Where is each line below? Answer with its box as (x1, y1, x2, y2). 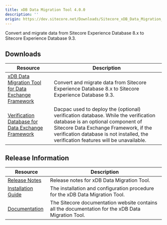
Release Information (5, 153, 70, 162)
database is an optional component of (54, 118, 143, 125)
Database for (7, 118, 38, 125)
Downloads (5, 50, 41, 58)
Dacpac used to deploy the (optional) (54, 106, 141, 113)
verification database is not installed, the (54, 131, 149, 138)
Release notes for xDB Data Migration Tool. (50, 177, 151, 184)
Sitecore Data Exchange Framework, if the (54, 125, 153, 132)
